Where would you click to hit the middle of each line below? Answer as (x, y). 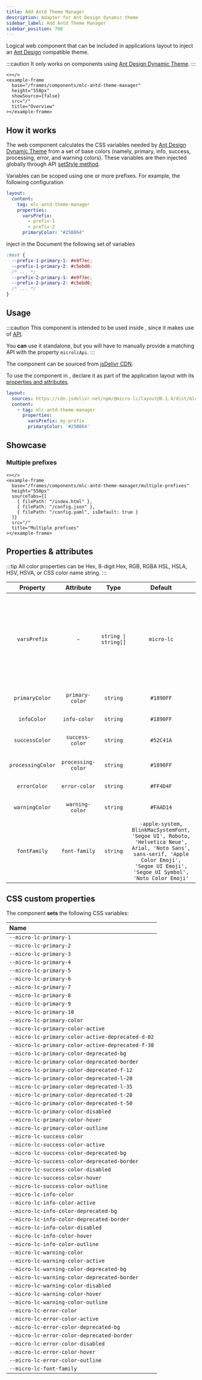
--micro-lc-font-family (43, 1369)
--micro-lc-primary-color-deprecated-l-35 (71, 1087)
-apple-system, (161, 824)
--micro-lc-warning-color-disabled (60, 1286)
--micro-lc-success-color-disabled (60, 1170)
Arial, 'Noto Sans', (161, 848)
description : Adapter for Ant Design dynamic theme (72, 17)
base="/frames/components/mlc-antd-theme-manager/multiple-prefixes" (100, 486)
